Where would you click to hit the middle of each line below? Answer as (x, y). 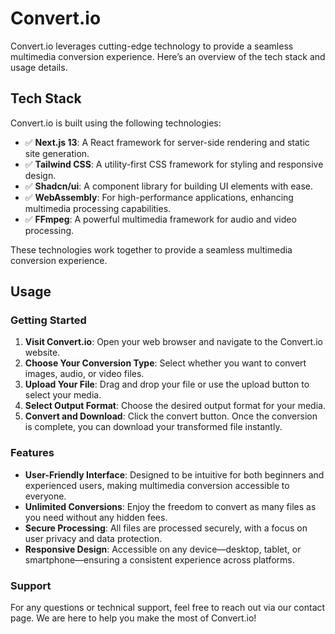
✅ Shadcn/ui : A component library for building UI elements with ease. (168, 186)
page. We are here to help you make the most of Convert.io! (133, 618)
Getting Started (48, 320)
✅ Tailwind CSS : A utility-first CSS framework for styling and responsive (174, 164)
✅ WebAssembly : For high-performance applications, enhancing (159, 197)
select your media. (63, 395)
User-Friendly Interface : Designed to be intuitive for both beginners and (174, 474)
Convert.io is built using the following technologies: (116, 123)
